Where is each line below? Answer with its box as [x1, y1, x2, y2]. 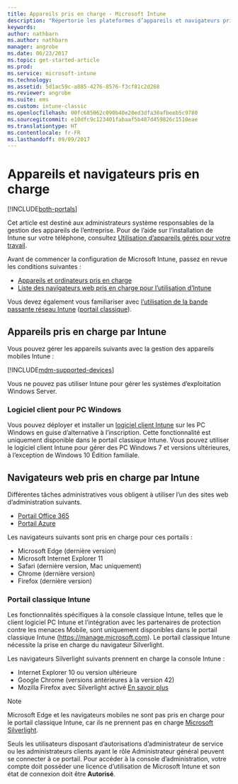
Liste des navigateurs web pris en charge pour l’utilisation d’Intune [17, 284, 212, 292]
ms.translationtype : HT [7, 122, 78, 130]
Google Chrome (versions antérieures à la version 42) [17, 675, 175, 685]
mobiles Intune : [7, 352, 55, 360]
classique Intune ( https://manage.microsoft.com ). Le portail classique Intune [7, 633, 230, 642]
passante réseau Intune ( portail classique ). [7, 305, 132, 314]
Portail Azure [17, 519, 56, 528]
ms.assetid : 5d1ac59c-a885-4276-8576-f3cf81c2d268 [7, 83, 160, 90]
